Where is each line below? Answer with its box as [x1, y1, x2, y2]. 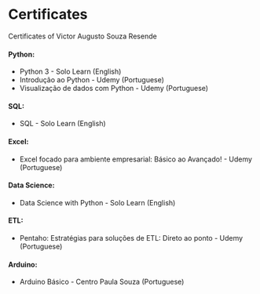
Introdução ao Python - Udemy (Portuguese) [19, 75, 165, 85]
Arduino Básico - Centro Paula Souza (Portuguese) [19, 277, 185, 287]
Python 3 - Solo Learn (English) [19, 67, 122, 76]
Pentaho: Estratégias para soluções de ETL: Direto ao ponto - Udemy [19, 233, 244, 242]
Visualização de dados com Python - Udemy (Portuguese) [19, 84, 209, 93]
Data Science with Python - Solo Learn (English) [19, 198, 176, 207]
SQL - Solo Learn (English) [19, 119, 106, 129]
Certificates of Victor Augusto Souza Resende [8, 31, 157, 41]
